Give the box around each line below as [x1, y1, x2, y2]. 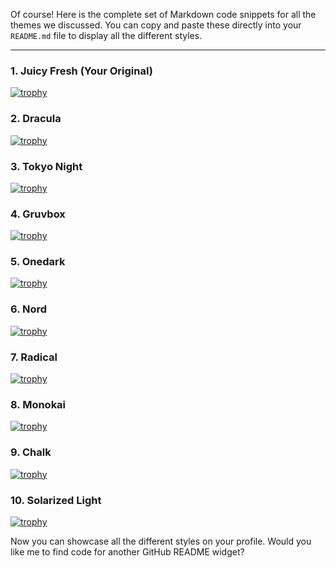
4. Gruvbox [10, 207, 66, 221]
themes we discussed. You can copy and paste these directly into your [10, 19, 302, 31]
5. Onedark [10, 255, 66, 269]
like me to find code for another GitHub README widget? [10, 545, 245, 558]
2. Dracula [10, 112, 62, 126]
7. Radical [10, 350, 58, 364]
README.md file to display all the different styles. [10, 30, 203, 41]
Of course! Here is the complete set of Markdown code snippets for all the [10, 9, 317, 20]
